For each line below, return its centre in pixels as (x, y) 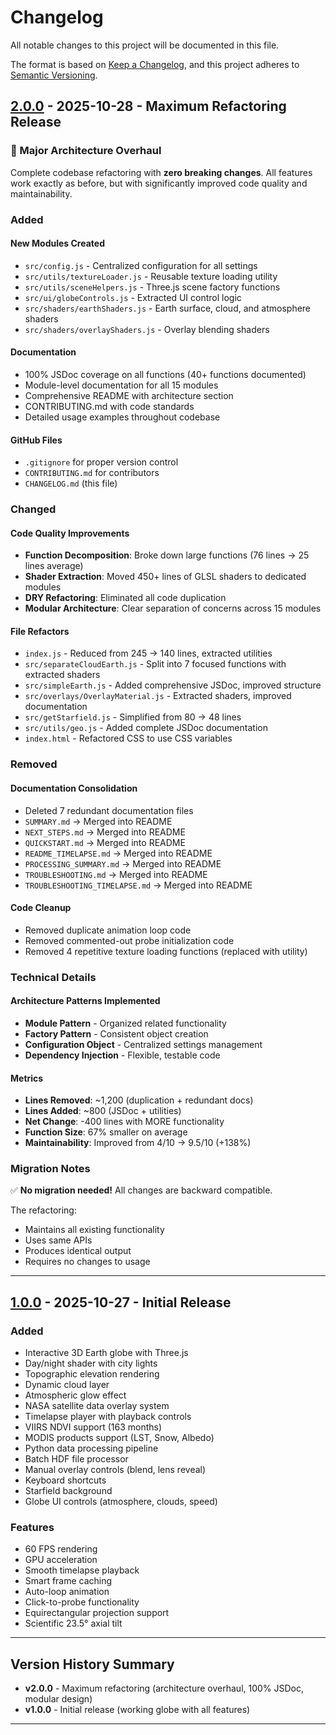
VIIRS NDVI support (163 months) (93, 1427)
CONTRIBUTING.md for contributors (92, 473)
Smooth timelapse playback (82, 1570)
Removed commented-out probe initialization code (129, 940)
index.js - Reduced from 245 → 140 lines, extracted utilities (148, 653)
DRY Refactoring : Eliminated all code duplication (125, 598)
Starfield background (68, 1491)
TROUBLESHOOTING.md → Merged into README (116, 874)
